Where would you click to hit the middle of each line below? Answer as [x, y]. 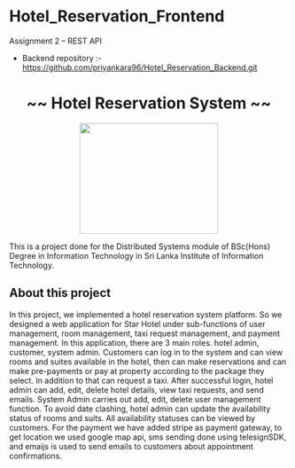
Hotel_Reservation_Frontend [117, 16]
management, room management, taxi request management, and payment [145, 333]
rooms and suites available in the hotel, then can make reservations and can [148, 362]
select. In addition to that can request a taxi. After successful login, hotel [141, 380]
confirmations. [35, 456]
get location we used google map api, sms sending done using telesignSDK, [148, 437]
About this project [60, 293]
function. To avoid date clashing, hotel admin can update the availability [140, 409]
